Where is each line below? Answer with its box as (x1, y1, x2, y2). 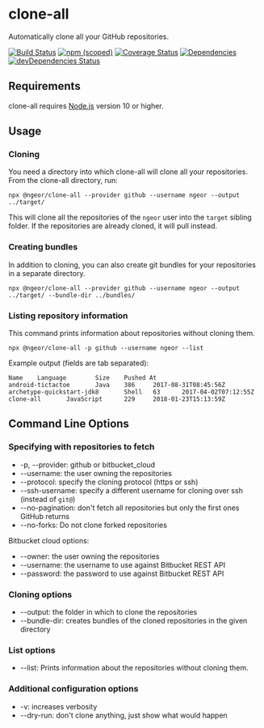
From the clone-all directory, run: (8, 176, 119, 185)
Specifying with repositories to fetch (8, 441, 155, 453)
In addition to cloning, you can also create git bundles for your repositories (8, 260, 257, 270)
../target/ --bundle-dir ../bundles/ (8, 291, 136, 300)
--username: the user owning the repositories (19, 468, 172, 478)
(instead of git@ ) (19, 494, 76, 504)
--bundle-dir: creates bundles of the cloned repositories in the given (19, 616, 248, 626)
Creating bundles (8, 241, 78, 253)
